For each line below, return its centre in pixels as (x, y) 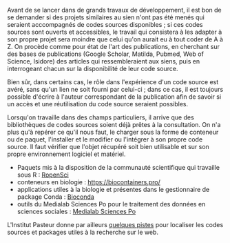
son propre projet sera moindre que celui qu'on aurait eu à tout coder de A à (115, 39)
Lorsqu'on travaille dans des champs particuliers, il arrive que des (101, 117)
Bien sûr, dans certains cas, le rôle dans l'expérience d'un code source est (113, 82)
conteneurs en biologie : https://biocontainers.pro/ (88, 182)
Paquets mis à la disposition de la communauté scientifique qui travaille (118, 167)
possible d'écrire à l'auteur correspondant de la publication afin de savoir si (114, 97)
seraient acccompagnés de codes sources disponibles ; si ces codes (105, 25)
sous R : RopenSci (43, 175)
